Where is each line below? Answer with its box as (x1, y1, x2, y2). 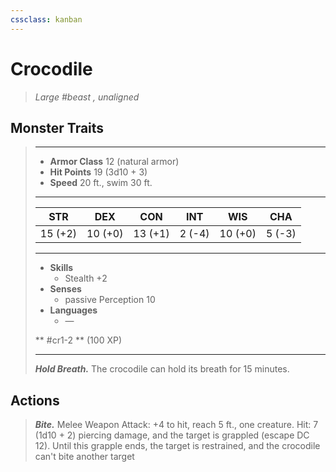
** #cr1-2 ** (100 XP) (34, 334, 122, 346)
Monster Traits (10, 119, 105, 136)
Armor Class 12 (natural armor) (49, 156, 180, 168)
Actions (10, 392, 60, 409)
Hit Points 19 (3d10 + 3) (49, 166, 148, 178)
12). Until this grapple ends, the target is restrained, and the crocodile (34, 440, 321, 452)
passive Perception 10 (64, 294, 156, 306)
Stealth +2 (64, 272, 108, 285)
